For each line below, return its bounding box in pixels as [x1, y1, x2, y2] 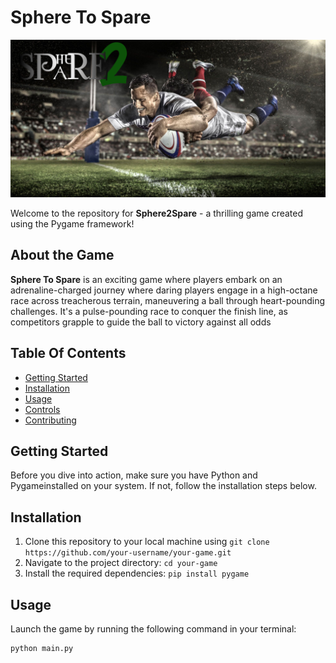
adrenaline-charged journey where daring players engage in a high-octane [10, 284, 318, 296]
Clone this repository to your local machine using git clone [24, 536, 270, 548]
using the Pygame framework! [10, 217, 135, 230]
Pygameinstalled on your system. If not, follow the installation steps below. [10, 480, 317, 492]
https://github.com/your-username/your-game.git [24, 548, 232, 558]
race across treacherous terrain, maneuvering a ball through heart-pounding [10, 294, 326, 306]
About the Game [10, 247, 115, 264]
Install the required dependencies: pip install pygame [24, 567, 250, 580]
